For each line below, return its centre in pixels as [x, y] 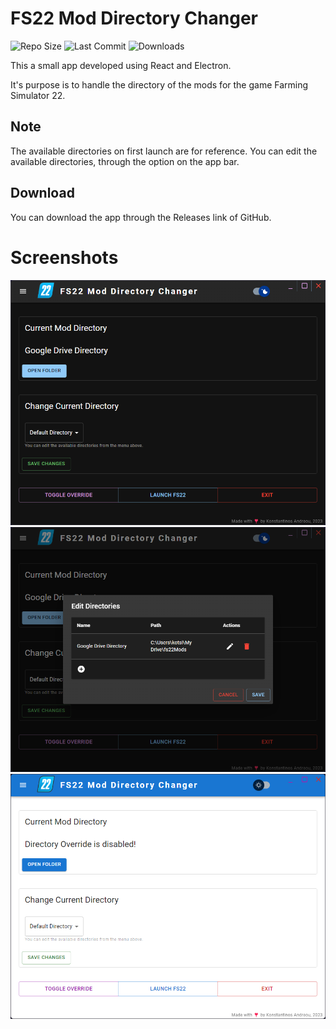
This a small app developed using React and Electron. [121, 65]
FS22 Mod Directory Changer [134, 18]
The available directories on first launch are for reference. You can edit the [164, 151]
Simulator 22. [38, 95]
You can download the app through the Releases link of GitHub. [141, 217]
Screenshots [64, 257]
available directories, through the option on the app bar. [125, 161]
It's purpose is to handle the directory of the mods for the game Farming [159, 84]
